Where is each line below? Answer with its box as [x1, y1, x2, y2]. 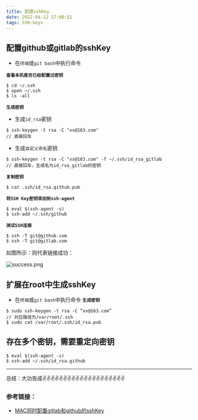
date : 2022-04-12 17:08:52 [6, 14, 72, 20]
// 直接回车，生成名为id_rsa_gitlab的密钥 [6, 163, 101, 168]
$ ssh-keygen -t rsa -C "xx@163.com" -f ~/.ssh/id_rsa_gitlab [6, 157, 162, 163]
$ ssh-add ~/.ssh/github [6, 211, 67, 217]
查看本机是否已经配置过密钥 [6, 72, 64, 78]
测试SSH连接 [6, 223, 32, 229]
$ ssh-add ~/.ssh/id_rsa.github [6, 358, 85, 364]
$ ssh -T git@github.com [6, 233, 67, 239]
